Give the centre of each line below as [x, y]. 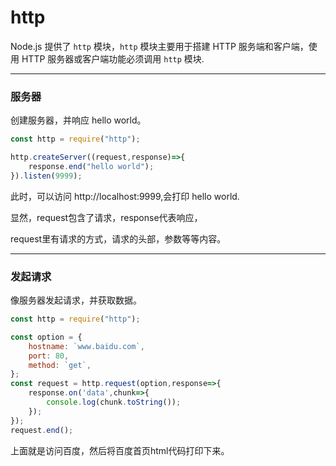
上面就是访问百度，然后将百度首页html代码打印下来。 [120, 450]
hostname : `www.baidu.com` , [86, 346]
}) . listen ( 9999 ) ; [46, 176]
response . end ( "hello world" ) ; [91, 166]
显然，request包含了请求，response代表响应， [106, 217]
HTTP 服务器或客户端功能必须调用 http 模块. [113, 58]
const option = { [46, 337]
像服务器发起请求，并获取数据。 [76, 300]
